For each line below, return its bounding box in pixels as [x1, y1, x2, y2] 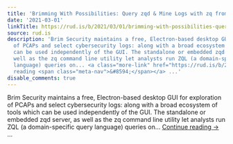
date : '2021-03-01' [7, 17, 64, 24]
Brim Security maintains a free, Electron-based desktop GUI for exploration [7, 93, 222, 102]
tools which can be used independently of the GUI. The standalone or [7, 108, 206, 116]
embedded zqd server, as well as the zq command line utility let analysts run [7, 116, 225, 124]
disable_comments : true [7, 74, 76, 82]
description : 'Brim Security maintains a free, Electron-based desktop [7, 36, 218, 43]
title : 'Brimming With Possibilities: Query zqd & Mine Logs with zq [7, 10, 213, 17]
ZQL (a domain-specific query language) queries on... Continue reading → [7, 123, 220, 132]
